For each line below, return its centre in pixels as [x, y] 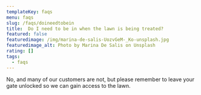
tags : [13, 57]
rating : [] [20, 51]
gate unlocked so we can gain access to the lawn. [69, 85]
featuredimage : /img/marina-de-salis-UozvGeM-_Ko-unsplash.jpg [88, 40]
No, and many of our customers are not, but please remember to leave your [100, 79]
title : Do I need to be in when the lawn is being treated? [85, 29]
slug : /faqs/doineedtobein [40, 23]
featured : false [27, 34]
